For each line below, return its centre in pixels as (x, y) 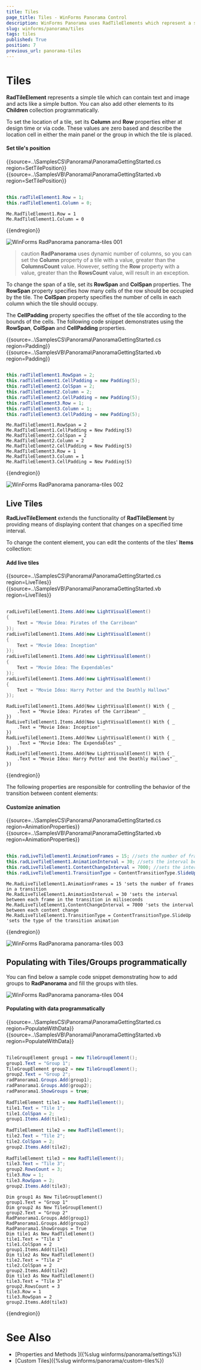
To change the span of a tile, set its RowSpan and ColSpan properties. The (99, 284)
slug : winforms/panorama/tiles (45, 29)
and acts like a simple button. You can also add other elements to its (90, 103)
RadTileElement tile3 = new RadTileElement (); (65, 1158)
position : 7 (21, 46)
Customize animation (33, 807)
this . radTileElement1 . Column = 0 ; (49, 203)
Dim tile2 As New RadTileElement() (51, 1255)
